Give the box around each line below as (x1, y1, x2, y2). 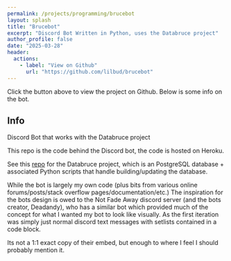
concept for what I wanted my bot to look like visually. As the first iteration (7, 210, 219, 219)
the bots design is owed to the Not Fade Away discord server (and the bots (7, 196, 221, 204)
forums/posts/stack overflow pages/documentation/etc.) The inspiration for (7, 188, 223, 196)
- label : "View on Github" (19, 62, 98, 69)
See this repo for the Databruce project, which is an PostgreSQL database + (7, 160, 224, 169)
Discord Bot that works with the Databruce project (7, 133, 151, 142)
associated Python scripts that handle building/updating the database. (7, 167, 208, 176)
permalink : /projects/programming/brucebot (7, 10, 135, 17)
